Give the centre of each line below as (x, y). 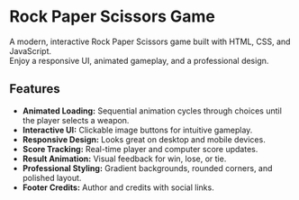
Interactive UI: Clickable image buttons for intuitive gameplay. (137, 130)
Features (35, 89)
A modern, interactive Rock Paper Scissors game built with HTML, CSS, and (150, 41)
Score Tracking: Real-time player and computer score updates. (140, 149)
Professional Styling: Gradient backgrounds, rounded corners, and (147, 168)
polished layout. (52, 177)
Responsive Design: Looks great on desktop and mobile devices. (144, 139)
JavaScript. (31, 50)
